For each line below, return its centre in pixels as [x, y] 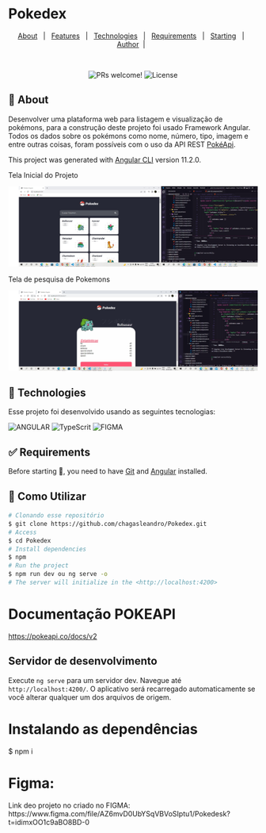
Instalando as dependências [103, 729]
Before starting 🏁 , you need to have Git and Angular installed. [108, 471]
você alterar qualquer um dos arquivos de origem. [90, 697]
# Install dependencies [47, 549]
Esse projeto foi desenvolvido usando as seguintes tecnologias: [112, 412]
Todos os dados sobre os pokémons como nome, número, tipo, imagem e [129, 136]
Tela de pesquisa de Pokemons [59, 279]
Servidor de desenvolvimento [83, 661]
